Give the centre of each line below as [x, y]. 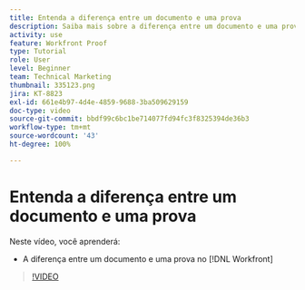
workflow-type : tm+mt [50, 128]
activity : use [36, 34]
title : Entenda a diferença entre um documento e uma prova [126, 18]
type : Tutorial [38, 52]
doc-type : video [40, 111]
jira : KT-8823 [36, 93]
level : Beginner [40, 69]
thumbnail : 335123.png [52, 85]
